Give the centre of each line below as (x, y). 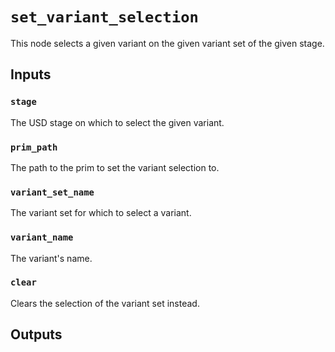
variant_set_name (52, 192)
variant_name (42, 237)
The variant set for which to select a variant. (101, 213)
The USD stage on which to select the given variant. (117, 122)
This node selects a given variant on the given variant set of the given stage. (167, 43)
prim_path (34, 147)
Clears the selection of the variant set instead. (105, 303)
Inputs (31, 74)
